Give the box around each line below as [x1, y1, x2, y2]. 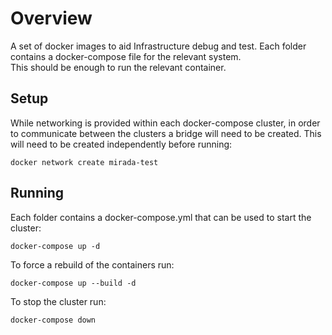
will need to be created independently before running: [10, 138, 233, 150]
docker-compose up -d [10, 241, 101, 251]
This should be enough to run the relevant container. [10, 61, 227, 73]
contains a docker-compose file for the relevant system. [10, 50, 242, 62]
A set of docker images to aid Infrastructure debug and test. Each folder [10, 40, 307, 52]
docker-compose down [10, 315, 97, 325]
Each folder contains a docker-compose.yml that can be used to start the [10, 211, 312, 223]
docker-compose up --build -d [10, 278, 137, 288]
